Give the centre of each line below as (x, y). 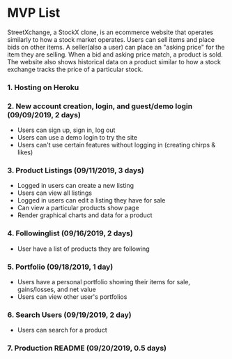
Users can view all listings (55, 193)
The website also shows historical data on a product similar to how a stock (114, 61)
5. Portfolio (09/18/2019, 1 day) (60, 267)
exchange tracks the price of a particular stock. (75, 69)
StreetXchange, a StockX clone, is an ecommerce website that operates (110, 32)
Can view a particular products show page (78, 208)
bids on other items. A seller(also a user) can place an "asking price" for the (116, 47)
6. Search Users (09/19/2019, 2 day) (69, 314)
